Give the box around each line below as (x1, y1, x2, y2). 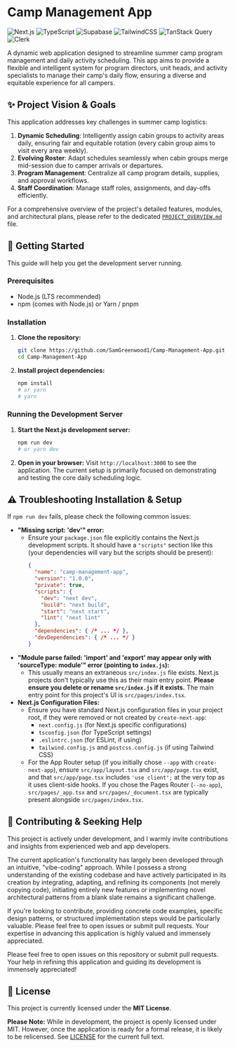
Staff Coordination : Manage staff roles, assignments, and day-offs (17, 184, 211, 192)
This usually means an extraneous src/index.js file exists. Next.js (27, 668, 219, 676)
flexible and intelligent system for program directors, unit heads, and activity (7, 63, 228, 72)
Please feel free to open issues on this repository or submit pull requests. (7, 950, 219, 958)
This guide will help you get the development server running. (7, 258, 183, 267)
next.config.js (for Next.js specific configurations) (38, 721, 187, 729)
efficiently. (17, 191, 48, 199)
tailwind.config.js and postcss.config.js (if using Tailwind (38, 743, 214, 751)
